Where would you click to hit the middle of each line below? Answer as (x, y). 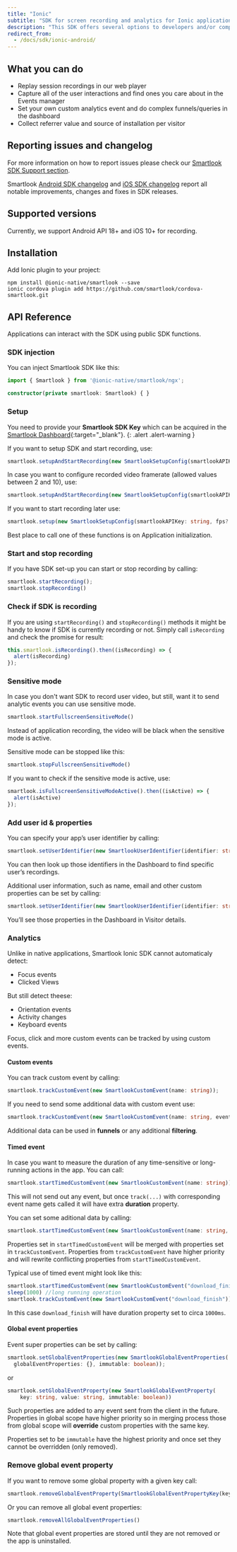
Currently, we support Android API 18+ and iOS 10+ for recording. (102, 231)
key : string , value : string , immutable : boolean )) (96, 1397)
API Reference (39, 317)
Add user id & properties (50, 823)
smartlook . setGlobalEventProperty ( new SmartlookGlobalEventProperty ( (112, 1391)
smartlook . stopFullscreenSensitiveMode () (69, 765)
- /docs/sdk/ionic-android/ (55, 40)
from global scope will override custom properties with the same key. (108, 1425)
